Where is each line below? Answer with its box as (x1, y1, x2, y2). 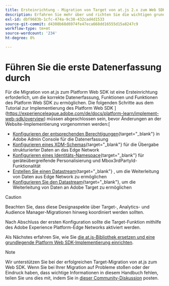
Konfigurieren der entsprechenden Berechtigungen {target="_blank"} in (12, 130, 160, 136)
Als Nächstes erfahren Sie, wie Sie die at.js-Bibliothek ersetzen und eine (5, 234, 155, 240)
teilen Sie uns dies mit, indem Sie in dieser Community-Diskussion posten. (5, 275, 159, 281)
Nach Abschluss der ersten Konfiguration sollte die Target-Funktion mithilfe (5, 219, 161, 225)
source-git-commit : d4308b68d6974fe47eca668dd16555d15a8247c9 (5, 21, 138, 27)
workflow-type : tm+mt (5, 26, 51, 31)
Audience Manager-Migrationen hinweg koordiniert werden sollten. (5, 209, 144, 215)
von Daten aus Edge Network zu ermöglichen (12, 173, 107, 179)
